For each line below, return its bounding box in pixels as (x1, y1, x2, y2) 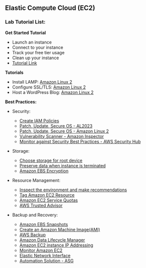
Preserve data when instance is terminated (19, 162, 106, 168)
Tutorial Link (12, 60, 38, 66)
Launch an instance (12, 39, 52, 45)
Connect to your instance (12, 44, 63, 50)
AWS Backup (19, 232, 46, 238)
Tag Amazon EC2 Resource (19, 192, 75, 198)
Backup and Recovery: (12, 212, 58, 218)
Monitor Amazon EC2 (19, 247, 63, 253)
